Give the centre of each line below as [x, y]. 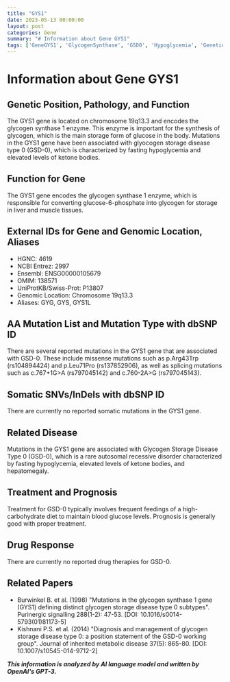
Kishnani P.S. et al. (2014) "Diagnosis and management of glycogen [112, 629]
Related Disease [42, 433]
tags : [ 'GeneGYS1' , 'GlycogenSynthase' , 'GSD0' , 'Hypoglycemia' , [102, 45]
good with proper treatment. [47, 523]
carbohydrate [26, 516]
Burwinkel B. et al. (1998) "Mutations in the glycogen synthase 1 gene [115, 600]
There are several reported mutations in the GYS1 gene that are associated [112, 351]
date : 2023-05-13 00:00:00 [46, 20]
